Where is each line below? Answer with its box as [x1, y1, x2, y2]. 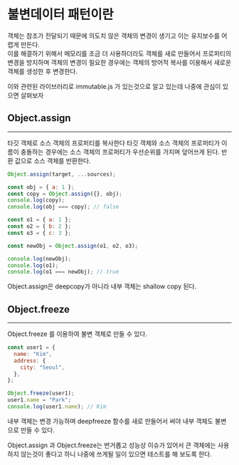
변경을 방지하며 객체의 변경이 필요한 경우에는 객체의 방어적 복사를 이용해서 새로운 [7, 58, 232, 66]
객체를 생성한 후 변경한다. [7, 67, 78, 75]
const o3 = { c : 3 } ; [7, 229, 72, 236]
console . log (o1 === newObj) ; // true [7, 268, 119, 276]
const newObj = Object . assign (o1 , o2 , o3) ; [7, 242, 139, 249]
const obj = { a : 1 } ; [7, 183, 75, 191]
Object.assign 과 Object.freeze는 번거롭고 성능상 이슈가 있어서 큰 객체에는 [7, 441, 216, 449]
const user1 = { [7, 344, 55, 351]
